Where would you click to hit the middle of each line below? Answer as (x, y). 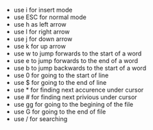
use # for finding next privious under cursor (75, 97)
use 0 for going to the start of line (61, 75)
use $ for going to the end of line (60, 82)
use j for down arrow (43, 39)
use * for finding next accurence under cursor (79, 90)
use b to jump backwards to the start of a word (80, 68)
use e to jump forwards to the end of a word (76, 61)
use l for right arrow (42, 31)
